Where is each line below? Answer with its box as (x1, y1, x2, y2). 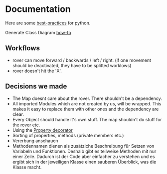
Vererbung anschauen (12, 138, 58, 144)
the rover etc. (12, 122, 40, 128)
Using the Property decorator (12, 127, 73, 133)
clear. (12, 111, 24, 117)
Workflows (5, 44, 40, 53)
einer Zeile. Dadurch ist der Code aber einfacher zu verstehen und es (12, 153, 155, 160)
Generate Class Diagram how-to (5, 29, 71, 35)
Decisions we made (5, 82, 67, 90)
